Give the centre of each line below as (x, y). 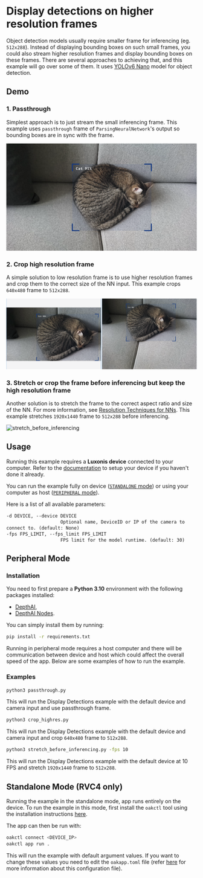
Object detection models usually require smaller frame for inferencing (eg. (98, 40)
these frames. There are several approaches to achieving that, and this (94, 60)
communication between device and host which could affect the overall (95, 655)
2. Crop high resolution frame (50, 264)
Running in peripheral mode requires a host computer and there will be (94, 649)
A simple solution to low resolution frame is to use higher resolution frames (99, 277)
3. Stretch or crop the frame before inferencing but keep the (96, 383)
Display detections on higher (80, 11)
